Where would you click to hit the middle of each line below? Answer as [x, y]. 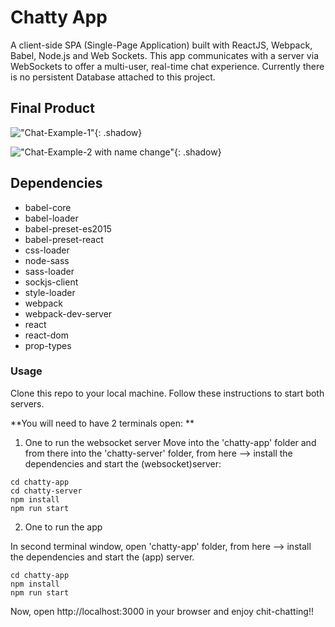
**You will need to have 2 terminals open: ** [102, 423]
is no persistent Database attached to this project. [113, 77]
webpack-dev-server [68, 313]
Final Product [52, 108]
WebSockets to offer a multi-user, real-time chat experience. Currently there [167, 66]
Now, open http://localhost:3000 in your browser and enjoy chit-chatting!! [162, 611]
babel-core [48, 207]
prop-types [48, 345]
